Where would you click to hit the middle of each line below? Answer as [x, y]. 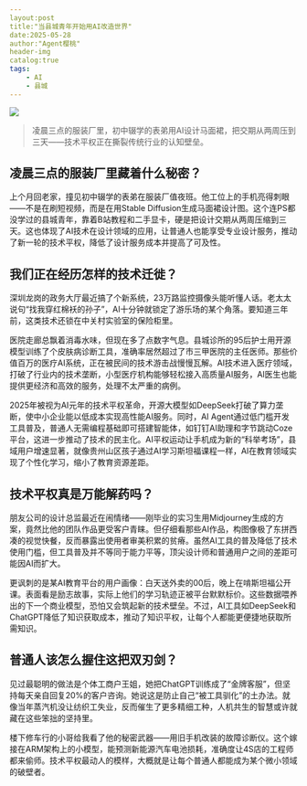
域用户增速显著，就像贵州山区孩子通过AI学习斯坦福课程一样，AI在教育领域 [149, 451]
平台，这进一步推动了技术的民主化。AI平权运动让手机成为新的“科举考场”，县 [153, 440]
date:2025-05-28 [40, 35]
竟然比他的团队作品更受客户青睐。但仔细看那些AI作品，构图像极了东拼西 [161, 529]
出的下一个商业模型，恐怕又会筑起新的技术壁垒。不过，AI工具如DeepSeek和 [153, 606]
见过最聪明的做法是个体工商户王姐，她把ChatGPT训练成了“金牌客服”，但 [146, 684]
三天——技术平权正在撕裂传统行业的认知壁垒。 [120, 142]
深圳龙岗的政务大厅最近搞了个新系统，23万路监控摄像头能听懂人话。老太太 [151, 298]
